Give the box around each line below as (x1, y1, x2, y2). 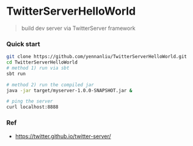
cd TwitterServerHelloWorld (6, 59, 78, 65)
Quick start (6, 40, 41, 48)
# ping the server (6, 98, 53, 104)
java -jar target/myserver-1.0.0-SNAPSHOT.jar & (6, 87, 133, 93)
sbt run (6, 70, 26, 77)
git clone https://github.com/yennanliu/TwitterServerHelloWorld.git (6, 54, 188, 60)
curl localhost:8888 (6, 104, 59, 111)
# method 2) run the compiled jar (6, 81, 95, 88)
